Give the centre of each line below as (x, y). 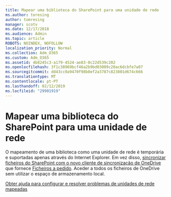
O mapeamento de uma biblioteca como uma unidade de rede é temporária (84, 152)
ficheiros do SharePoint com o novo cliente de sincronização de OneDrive (83, 163)
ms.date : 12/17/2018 (27, 29)
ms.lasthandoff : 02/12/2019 (35, 86)
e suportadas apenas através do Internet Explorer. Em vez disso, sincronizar (85, 158)
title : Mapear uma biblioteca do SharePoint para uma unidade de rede (82, 10)
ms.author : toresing (27, 15)
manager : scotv (22, 24)
